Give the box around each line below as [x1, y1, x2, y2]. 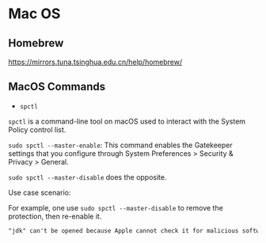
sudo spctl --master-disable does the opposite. [8, 172, 168, 182]
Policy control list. [8, 124, 66, 135]
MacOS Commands [8, 80, 106, 93]
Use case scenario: [8, 188, 71, 197]
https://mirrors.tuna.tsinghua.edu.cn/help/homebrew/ [8, 57, 183, 66]
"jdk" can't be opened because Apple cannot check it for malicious [8, 226, 239, 234]
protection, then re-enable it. [8, 211, 102, 221]
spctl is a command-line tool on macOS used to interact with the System [8, 116, 246, 126]
